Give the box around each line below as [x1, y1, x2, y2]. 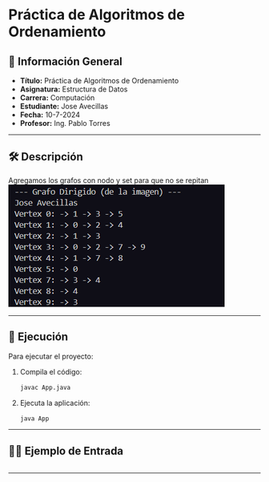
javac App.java [19, 383, 71, 391]
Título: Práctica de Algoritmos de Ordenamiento [19, 76, 179, 85]
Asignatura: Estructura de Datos [19, 84, 128, 94]
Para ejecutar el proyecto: [8, 351, 94, 361]
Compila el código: [19, 367, 82, 376]
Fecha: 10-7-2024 [19, 110, 80, 119]
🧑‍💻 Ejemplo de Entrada [8, 444, 124, 458]
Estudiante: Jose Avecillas [19, 102, 109, 111]
